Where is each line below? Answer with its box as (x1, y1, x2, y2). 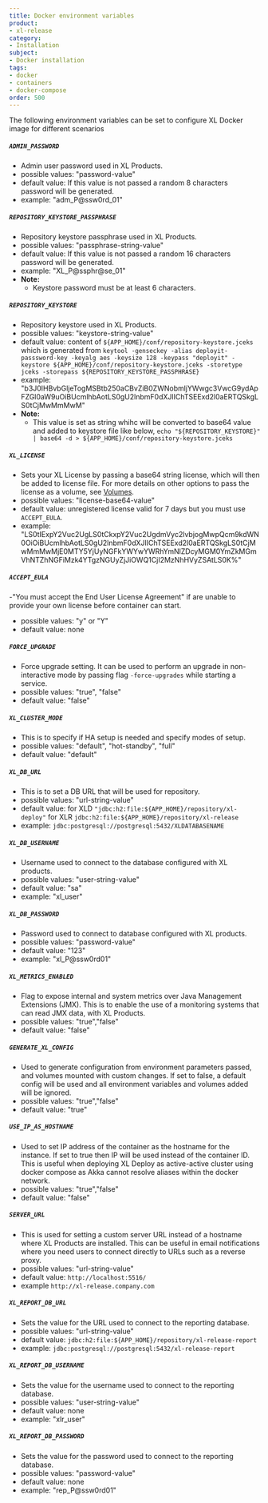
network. (20, 1176, 50, 1185)
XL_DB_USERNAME (9, 839, 60, 847)
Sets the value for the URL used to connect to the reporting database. (20, 1317, 250, 1327)
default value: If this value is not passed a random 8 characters (20, 178, 228, 188)
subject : (9, 49, 38, 57)
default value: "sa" (20, 883, 82, 892)
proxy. (20, 1255, 42, 1265)
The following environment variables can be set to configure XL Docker (9, 115, 243, 125)
